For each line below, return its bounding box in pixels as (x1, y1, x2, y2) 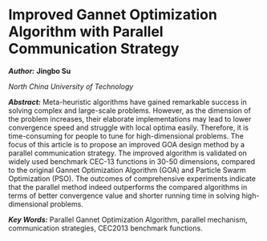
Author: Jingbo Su (8, 66, 71, 75)
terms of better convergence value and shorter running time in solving (8, 191, 241, 200)
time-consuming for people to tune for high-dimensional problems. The (8, 131, 245, 141)
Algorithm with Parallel (8, 22, 164, 41)
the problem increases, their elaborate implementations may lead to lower (8, 114, 252, 123)
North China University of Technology (8, 82, 134, 91)
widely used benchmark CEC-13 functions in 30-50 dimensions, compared (8, 156, 256, 166)
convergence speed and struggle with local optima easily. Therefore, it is (8, 123, 249, 132)
